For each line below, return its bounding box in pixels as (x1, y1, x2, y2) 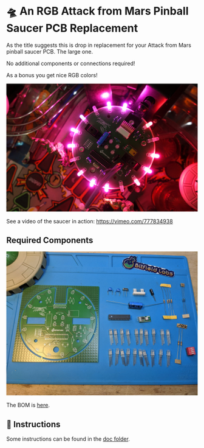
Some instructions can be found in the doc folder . (6, 435, 131, 443)
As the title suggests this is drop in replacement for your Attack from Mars (6, 41, 191, 49)
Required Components (6, 235, 93, 245)
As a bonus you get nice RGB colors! (6, 71, 98, 79)
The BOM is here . (6, 402, 50, 409)
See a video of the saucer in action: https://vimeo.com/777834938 (6, 217, 173, 225)
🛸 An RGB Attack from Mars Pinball (6, 4, 189, 18)
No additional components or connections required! (6, 60, 135, 67)
